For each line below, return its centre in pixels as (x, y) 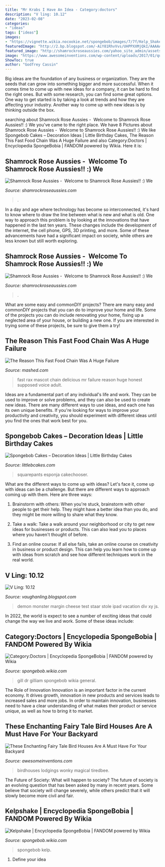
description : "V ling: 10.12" (36, 14)
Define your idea (29, 859)
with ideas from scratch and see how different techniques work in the (82, 555)
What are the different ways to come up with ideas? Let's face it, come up (80, 484)
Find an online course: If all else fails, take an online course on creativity (85, 544)
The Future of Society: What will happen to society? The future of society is (82, 780)
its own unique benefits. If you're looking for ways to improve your (72, 410)
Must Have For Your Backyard (52, 734)
